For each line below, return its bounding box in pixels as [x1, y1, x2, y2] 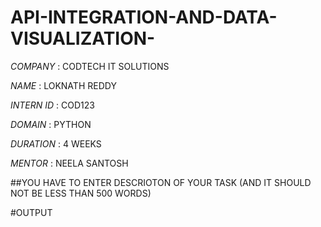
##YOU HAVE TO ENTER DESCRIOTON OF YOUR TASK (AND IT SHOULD [10, 176, 312, 188]
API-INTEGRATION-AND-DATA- [10, 6, 278, 29]
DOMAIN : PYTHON [10, 118, 92, 130]
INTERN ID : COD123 [10, 99, 95, 111]
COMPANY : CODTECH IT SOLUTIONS [10, 60, 170, 72]
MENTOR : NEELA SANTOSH [10, 157, 129, 169]
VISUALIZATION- [10, 27, 156, 50]
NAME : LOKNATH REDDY [10, 79, 117, 91]
